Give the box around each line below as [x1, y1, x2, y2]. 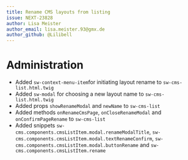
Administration [6, 58, 84, 72]
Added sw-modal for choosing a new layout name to [15, 90, 145, 98]
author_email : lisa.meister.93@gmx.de [6, 26, 105, 32]
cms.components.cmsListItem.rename [15, 148, 106, 154]
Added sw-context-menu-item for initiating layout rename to [15, 78, 162, 86]
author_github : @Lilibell [6, 32, 72, 38]
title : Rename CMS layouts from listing [6, 9, 111, 15]
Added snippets [15, 122, 56, 129]
